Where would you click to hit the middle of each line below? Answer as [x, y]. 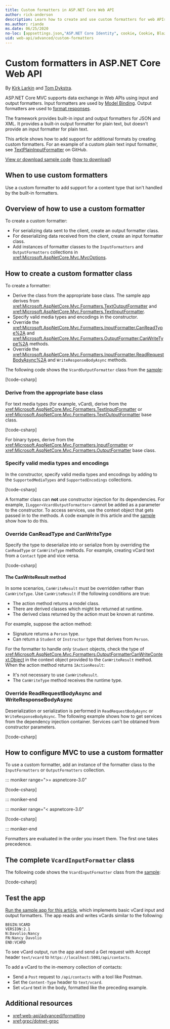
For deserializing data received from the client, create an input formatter [88, 236]
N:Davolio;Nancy [22, 934]
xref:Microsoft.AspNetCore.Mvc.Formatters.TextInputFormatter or [74, 409]
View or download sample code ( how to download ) [58, 159]
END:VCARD [16, 942]
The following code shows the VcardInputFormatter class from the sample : [83, 872]
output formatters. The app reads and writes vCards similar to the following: [84, 916]
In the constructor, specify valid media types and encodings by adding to [81, 474]
